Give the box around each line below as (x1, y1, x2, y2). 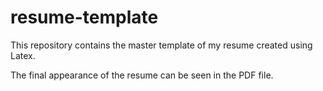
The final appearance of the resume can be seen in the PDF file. (10, 69, 274, 81)
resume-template (10, 6, 159, 29)
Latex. (10, 49, 36, 61)
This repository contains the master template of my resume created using (10, 39, 313, 51)
